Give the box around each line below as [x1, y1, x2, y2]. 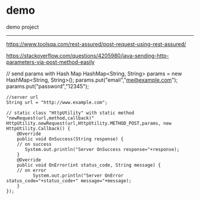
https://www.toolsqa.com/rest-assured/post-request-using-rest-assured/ [6, 40, 186, 48]
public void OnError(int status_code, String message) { [17, 162, 161, 168]
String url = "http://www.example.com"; [6, 99, 108, 105]
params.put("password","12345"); [6, 82, 89, 90]
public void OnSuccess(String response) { [17, 136, 124, 142]
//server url [6, 94, 39, 100]
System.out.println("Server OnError [32, 173, 124, 179]
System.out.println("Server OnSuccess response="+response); [24, 146, 180, 152]
